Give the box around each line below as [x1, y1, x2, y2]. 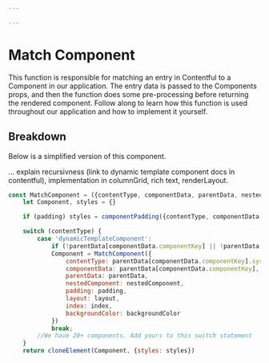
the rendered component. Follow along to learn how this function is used [8, 98, 248, 108]
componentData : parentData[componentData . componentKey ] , [65, 264, 260, 273]
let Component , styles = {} [22, 198, 116, 206]
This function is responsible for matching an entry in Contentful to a [8, 72, 231, 82]
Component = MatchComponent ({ [50, 250, 152, 258]
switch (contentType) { [22, 227, 102, 235]
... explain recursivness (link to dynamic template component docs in [8, 166, 235, 177]
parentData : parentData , [65, 272, 149, 280]
